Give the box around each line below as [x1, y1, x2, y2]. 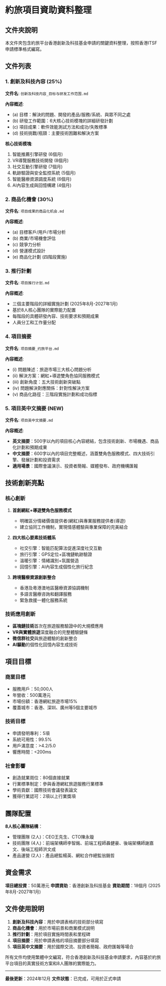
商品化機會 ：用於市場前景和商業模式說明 [12, 925, 95, 931]
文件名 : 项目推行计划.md [5, 280, 49, 286]
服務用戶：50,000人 [12, 686, 53, 692]
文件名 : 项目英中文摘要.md [5, 417, 53, 423]
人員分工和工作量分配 [12, 320, 56, 326]
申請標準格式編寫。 [5, 46, 44, 52]
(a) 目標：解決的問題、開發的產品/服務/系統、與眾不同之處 [12, 111, 131, 117]
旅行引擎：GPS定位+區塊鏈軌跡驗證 [19, 551, 92, 557]
